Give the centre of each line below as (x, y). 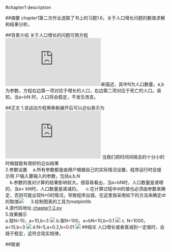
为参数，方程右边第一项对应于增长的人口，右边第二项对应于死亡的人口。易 (83, 91)
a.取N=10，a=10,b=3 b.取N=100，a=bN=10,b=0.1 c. (66, 221)
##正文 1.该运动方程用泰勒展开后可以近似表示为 (55, 108)
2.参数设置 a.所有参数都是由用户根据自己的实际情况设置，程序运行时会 (81, 170)
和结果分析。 (19, 24)
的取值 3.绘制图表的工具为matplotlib (48, 201)
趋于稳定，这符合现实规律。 (34, 233)
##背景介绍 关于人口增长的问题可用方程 (47, 35)
